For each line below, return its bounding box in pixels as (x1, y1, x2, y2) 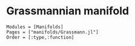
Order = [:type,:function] (6, 34, 74, 40)
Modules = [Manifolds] (6, 24, 64, 30)
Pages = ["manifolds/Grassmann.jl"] (6, 29, 99, 35)
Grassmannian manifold (6, 4, 130, 18)
